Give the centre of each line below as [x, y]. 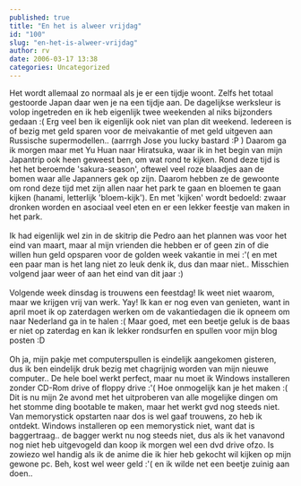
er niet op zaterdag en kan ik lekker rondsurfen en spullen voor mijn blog [143, 330]
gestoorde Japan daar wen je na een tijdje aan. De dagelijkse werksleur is [145, 102]
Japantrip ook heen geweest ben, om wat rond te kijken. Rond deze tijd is [145, 159]
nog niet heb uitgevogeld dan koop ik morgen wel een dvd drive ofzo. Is [142, 445]
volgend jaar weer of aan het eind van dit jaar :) [96, 273]
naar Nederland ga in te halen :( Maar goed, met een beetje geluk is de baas [150, 321]
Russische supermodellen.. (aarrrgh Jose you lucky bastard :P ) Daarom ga [148, 141]
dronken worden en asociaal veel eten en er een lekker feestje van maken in [150, 207]
